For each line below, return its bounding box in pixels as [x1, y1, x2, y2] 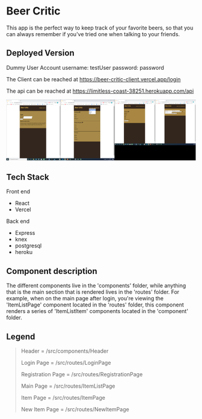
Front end [6, 188, 31, 195]
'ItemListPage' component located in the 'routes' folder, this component [6, 301, 185, 308]
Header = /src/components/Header [20, 347, 109, 355]
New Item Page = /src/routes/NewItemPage [20, 406, 129, 413]
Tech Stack [6, 172, 49, 182]
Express [14, 229, 35, 237]
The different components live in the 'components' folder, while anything [6, 282, 186, 290]
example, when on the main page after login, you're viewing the [6, 295, 164, 302]
